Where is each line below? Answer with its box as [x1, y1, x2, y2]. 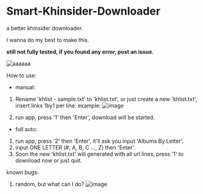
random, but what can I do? [15, 180, 84, 187]
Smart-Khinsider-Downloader [6, 4, 160, 18]
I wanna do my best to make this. [6, 36, 90, 43]
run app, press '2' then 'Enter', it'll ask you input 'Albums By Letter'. [15, 137, 184, 145]
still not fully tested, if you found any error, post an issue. [6, 48, 154, 56]
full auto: [15, 125, 38, 132]
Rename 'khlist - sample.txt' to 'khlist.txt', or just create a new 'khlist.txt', [15, 95, 198, 102]
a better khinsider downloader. [6, 24, 84, 32]
